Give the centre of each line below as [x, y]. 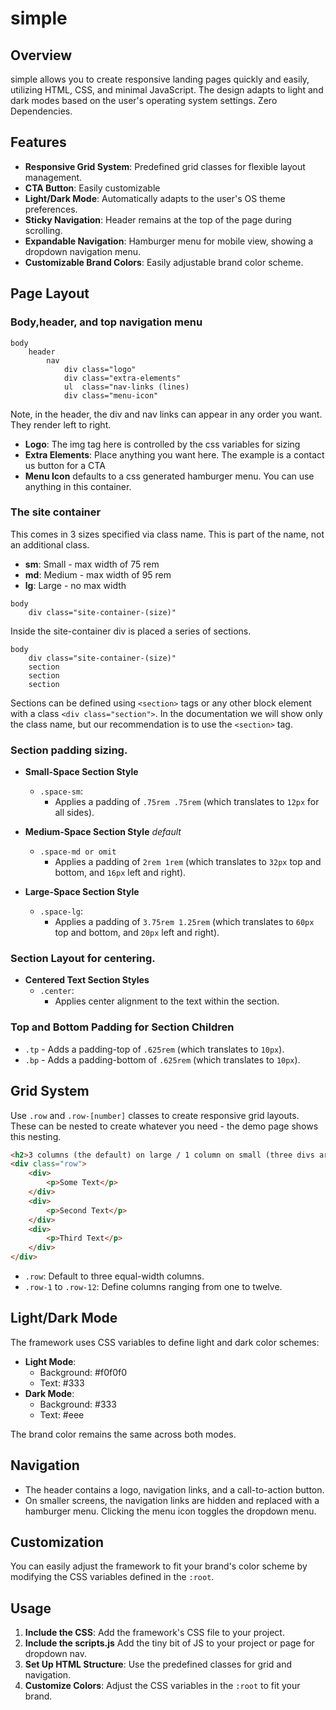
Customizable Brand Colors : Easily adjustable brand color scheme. [164, 262]
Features [38, 142]
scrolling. [43, 230]
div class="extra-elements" [122, 378]
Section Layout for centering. [83, 959]
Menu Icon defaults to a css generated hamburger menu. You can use [169, 476]
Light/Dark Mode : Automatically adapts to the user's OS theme [155, 198]
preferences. [51, 209]
